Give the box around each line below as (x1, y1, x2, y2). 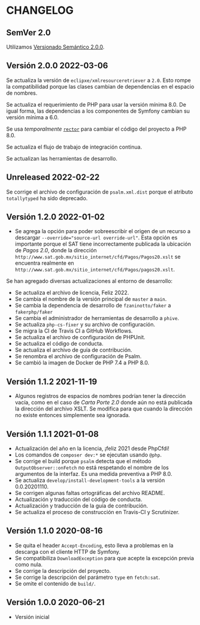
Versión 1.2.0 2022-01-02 (6, 212, 105, 222)
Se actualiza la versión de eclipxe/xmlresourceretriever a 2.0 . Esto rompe (6, 76, 191, 84)
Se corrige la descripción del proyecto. (14, 567, 111, 574)
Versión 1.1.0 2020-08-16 (6, 526, 103, 536)
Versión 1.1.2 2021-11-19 (6, 376, 98, 387)
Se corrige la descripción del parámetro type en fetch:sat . (14, 573, 160, 581)
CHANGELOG (6, 4, 74, 17)
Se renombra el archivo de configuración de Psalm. (14, 353, 142, 360)
